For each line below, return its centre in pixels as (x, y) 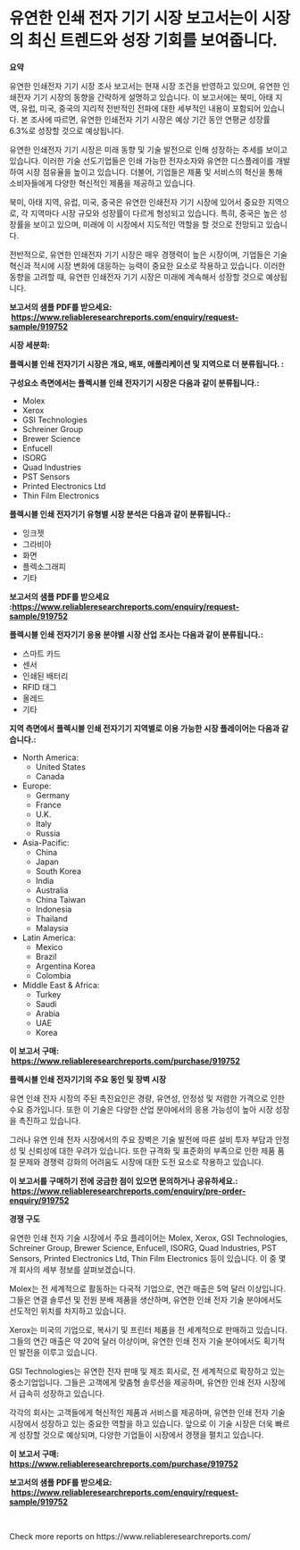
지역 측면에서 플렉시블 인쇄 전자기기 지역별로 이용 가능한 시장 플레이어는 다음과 (144, 728)
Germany (52, 795)
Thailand (52, 918)
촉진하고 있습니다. (50, 1121)
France (49, 804)
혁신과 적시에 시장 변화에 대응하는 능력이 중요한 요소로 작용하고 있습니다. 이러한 (147, 265)
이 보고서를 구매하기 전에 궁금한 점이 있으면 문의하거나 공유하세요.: (124, 1180)
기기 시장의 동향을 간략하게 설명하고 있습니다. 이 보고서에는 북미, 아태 (153, 97)
